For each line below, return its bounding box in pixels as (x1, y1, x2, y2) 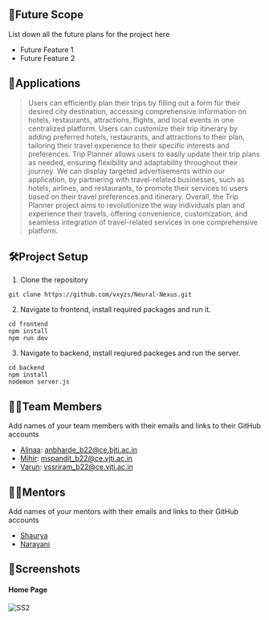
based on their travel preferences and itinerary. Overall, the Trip (27, 192, 239, 201)
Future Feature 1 (19, 45, 74, 55)
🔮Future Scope (8, 8, 84, 22)
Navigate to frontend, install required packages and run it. (19, 305, 211, 314)
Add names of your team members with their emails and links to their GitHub (8, 421, 261, 431)
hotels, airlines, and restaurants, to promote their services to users (27, 183, 249, 192)
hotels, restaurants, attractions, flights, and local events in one (27, 115, 234, 124)
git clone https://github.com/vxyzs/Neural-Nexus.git (8, 290, 193, 299)
